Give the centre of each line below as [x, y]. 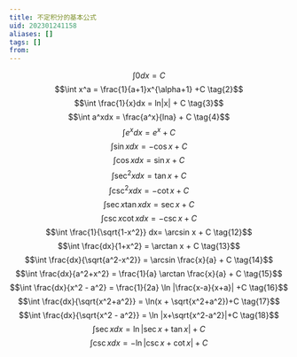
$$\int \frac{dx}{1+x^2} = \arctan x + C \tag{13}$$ [149, 246]
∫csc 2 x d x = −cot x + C [149, 190]
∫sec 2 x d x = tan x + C [149, 175]
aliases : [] [31, 34]
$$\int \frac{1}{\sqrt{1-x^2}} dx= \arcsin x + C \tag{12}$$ [149, 232]
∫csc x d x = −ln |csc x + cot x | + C [149, 343]
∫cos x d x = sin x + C [149, 159]
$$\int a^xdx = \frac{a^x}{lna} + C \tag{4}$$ [149, 117]
